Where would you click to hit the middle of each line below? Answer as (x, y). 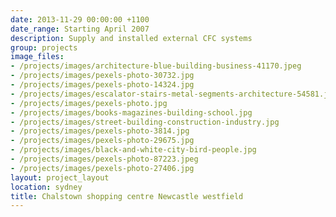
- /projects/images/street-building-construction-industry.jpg (145, 122)
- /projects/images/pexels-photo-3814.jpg (100, 131)
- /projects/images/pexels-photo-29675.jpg (102, 141)
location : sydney (46, 187)
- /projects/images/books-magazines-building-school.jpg (131, 112)
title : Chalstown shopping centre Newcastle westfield (127, 196)
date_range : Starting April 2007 (80, 29)
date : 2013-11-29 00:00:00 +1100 (80, 19)
